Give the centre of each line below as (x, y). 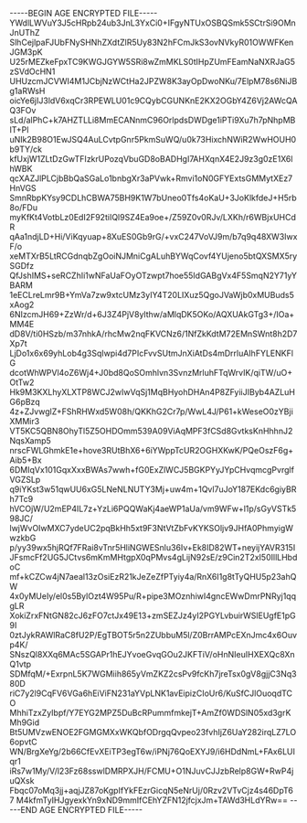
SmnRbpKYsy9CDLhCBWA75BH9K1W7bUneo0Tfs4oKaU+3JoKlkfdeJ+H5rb (153, 198)
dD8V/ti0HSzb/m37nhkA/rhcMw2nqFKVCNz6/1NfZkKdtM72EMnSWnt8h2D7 (153, 334)
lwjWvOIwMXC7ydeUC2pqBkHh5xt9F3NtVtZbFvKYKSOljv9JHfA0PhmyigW (152, 528)
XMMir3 (25, 421)
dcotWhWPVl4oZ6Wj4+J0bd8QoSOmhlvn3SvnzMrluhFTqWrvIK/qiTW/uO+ (151, 373)
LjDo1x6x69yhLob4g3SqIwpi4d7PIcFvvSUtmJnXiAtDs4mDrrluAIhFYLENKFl (152, 353)
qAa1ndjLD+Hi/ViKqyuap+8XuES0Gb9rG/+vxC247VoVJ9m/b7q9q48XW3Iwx (153, 236)
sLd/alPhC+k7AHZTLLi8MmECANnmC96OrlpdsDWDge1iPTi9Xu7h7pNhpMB (153, 120)
